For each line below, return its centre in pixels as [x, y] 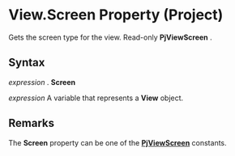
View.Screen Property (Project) [116, 15]
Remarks [32, 123]
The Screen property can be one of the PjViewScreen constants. [117, 142]
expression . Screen [42, 82]
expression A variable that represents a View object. [96, 98]
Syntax [27, 63]
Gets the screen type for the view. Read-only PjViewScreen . [110, 37]
